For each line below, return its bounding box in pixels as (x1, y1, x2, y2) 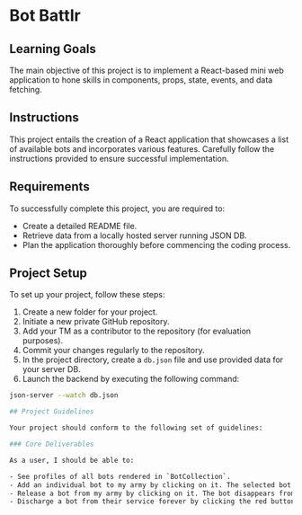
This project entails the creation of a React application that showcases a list (9, 134, 289, 145)
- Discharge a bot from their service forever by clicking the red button (9, 497, 296, 506)
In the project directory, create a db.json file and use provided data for (22, 354, 284, 365)
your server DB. (22, 364, 81, 375)
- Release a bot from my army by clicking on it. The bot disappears (9, 489, 276, 498)
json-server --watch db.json (9, 391, 119, 400)
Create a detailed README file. (22, 220, 138, 231)
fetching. (9, 84, 42, 94)
